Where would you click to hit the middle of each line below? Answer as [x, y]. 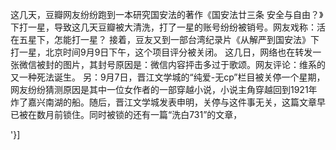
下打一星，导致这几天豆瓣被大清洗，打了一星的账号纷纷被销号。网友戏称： [163, 27]
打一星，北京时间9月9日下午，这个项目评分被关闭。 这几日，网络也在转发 [161, 52]
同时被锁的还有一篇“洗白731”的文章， [165, 114]
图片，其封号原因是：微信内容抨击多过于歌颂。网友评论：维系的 [194, 64]
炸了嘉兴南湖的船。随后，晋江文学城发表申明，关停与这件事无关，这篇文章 [163, 102]
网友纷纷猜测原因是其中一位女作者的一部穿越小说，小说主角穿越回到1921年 [164, 89]
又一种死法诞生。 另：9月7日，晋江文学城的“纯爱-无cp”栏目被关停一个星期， [168, 77]
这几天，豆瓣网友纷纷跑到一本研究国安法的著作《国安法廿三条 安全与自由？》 [167, 14]
